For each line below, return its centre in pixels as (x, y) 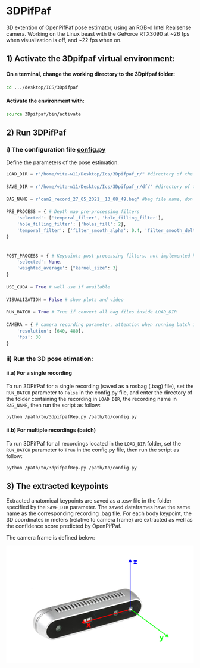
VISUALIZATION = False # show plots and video (65, 299)
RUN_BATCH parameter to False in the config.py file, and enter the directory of (99, 392)
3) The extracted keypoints (57, 486)
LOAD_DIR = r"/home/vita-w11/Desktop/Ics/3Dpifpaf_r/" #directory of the (100, 174)
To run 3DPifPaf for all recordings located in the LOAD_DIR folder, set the (94, 443)
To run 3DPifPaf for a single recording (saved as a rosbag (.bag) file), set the (100, 386)
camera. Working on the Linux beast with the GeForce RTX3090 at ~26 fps (98, 33)
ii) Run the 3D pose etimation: (50, 359)
